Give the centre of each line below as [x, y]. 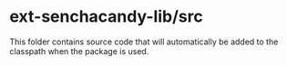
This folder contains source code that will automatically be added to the [144, 42]
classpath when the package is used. [79, 51]
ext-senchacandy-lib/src [106, 17]
